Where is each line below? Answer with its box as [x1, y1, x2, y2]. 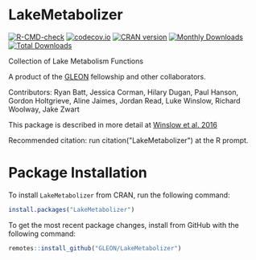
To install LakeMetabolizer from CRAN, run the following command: [8, 190, 231, 200]
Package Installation [8, 164, 147, 182]
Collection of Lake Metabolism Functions [8, 56, 143, 66]
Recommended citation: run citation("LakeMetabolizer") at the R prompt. [8, 135, 249, 145]
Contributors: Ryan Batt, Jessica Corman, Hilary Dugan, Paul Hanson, [8, 87, 239, 97]
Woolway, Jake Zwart [8, 104, 81, 114]
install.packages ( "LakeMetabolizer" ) [8, 205, 135, 213]
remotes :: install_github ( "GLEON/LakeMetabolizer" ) [8, 244, 182, 252]
